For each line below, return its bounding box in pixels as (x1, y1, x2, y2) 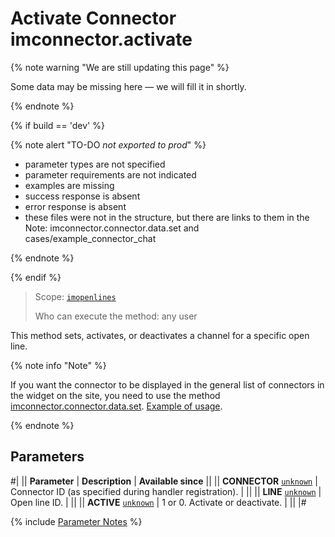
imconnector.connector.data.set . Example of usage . (10, 400, 223, 412)
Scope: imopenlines (34, 290, 117, 302)
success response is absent (24, 190, 141, 202)
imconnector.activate (10, 28, 193, 51)
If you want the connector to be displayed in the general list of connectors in (10, 378, 325, 391)
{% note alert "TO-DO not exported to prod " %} (10, 138, 207, 151)
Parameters (10, 448, 85, 466)
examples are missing (24, 179, 115, 191)
